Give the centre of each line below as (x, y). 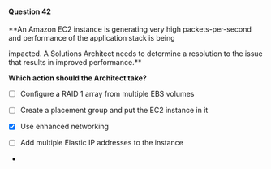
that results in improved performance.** (75, 63)
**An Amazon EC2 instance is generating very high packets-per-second (130, 29)
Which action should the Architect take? (78, 78)
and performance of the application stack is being (92, 38)
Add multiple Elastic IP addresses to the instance (102, 143)
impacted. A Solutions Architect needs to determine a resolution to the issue (135, 54)
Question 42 (30, 11)
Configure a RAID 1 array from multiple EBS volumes (107, 94)
